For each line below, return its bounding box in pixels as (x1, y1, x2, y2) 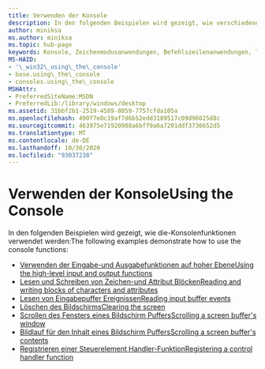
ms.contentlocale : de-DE (8, 136, 90, 145)
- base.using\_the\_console (8, 70, 101, 78)
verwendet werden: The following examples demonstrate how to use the (8, 236, 241, 246)
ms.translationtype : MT (8, 129, 87, 137)
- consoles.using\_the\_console (8, 77, 114, 85)
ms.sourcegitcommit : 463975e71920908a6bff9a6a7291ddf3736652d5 (8, 122, 221, 130)
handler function (19, 352, 73, 362)
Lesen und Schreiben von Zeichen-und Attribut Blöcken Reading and (19, 277, 242, 287)
